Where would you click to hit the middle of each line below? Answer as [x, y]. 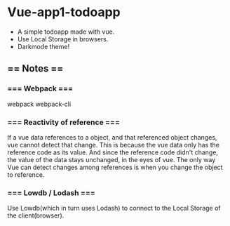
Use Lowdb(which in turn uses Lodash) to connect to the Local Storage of [114, 208]
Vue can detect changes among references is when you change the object [115, 167]
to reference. [26, 174]
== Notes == [35, 68]
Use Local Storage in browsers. [63, 39]
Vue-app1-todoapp [64, 12]
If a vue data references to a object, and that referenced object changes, [112, 137]
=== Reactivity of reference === [64, 122]
